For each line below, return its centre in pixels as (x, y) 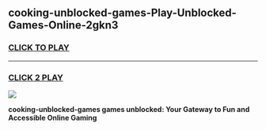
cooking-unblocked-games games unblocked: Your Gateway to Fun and (129, 109)
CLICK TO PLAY (39, 48)
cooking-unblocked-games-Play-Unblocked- (123, 13)
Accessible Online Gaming (53, 117)
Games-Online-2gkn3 (63, 26)
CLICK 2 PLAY (36, 77)
